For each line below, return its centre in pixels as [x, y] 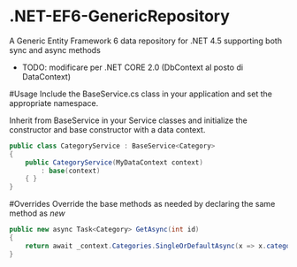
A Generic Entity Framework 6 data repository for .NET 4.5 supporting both [146, 41]
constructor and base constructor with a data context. [107, 129]
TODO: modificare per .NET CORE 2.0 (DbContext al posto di [133, 67]
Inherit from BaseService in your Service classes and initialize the [128, 120]
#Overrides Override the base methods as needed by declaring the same [142, 204]
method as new [37, 213]
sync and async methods [55, 50]
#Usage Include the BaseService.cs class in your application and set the [141, 94]
